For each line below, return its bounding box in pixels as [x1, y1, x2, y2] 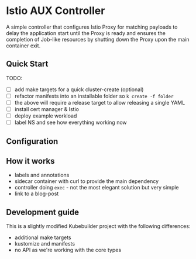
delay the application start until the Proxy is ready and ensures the [6, 29, 166, 36]
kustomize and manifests [14, 240, 75, 247]
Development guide [6, 207, 80, 217]
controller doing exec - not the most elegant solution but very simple [14, 184, 180, 191]
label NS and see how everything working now [14, 119, 127, 126]
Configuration [6, 136, 59, 146]
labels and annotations [14, 171, 70, 179]
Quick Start [6, 59, 49, 69]
